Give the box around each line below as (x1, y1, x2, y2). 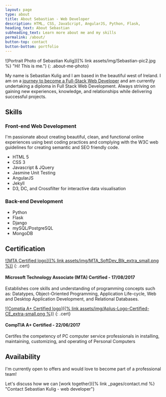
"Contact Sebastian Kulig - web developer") (5, 386, 95, 392)
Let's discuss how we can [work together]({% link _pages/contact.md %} (5, 381, 155, 387)
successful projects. (5, 94, 47, 99)
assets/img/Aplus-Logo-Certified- (80, 305, 150, 311)
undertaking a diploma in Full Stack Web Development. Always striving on (5, 83, 156, 89)
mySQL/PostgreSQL (12, 225, 54, 231)
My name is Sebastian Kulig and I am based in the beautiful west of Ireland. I (5, 72, 161, 78)
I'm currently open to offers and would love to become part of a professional (5, 366, 161, 372)
